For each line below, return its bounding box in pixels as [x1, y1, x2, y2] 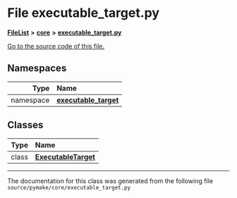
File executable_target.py [7, 5, 160, 21]
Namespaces [7, 62, 67, 75]
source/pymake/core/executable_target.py [7, 184, 131, 191]
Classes [7, 119, 44, 131]
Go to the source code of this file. [7, 42, 105, 50]
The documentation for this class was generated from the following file [7, 176, 214, 185]
